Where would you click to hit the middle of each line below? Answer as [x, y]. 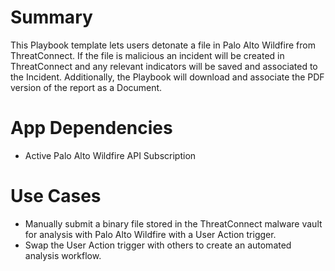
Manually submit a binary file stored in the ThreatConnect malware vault [173, 223]
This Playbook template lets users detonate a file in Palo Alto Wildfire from [163, 45]
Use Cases [56, 196]
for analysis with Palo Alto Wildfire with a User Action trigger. [150, 234]
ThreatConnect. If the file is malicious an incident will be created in [147, 55]
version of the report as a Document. [86, 87]
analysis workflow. [63, 255]
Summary [51, 17]
